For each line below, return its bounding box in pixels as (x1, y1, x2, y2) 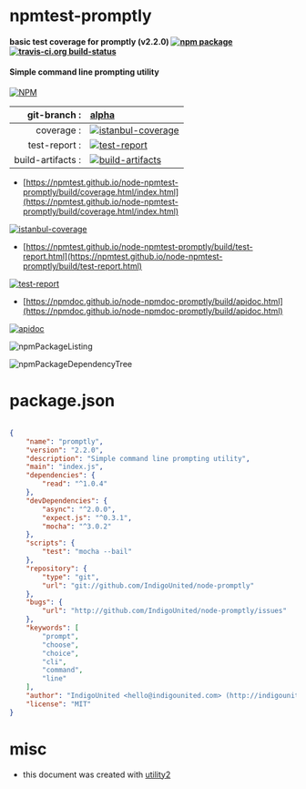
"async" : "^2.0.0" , (42, 505, 117, 514)
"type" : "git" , (42, 572, 100, 581)
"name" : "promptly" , (25, 436, 104, 446)
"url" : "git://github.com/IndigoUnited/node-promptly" (42, 580, 255, 590)
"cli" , (42, 657, 67, 666)
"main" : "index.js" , (25, 462, 104, 472)
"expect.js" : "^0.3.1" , (42, 513, 132, 522)
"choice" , (42, 649, 79, 658)
